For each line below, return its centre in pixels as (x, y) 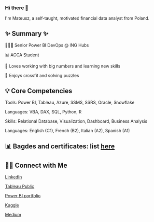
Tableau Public (20, 187)
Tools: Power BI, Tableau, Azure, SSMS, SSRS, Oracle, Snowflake (70, 102)
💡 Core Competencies (39, 91)
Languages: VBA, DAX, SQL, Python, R (43, 111)
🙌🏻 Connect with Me (36, 165)
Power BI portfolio (23, 196)
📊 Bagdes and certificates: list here (60, 147)
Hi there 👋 (17, 8)
